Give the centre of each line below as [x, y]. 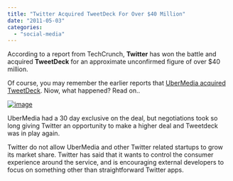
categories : [25, 27]
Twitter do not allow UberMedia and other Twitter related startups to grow [115, 148]
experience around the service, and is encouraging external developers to [116, 162]
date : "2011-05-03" [36, 21]
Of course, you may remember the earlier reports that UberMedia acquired [116, 83]
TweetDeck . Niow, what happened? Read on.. [74, 90]
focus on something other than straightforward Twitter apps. [96, 170]
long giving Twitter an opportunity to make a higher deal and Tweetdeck [113, 126]
